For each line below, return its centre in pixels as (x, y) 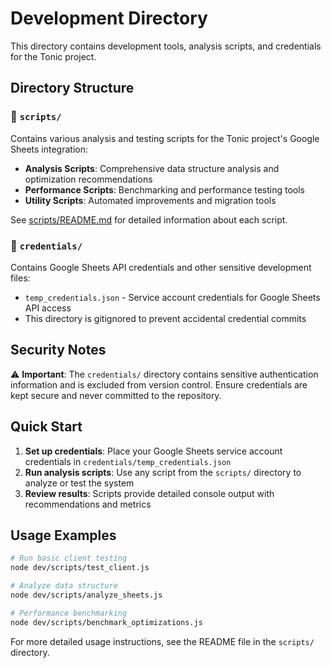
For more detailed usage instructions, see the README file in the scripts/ (162, 641)
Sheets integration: (49, 149)
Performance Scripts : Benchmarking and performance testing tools (165, 189)
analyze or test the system (79, 483)
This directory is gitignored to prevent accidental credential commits (165, 318)
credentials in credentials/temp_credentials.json (128, 461)
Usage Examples (63, 535)
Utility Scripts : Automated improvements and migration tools (150, 200)
